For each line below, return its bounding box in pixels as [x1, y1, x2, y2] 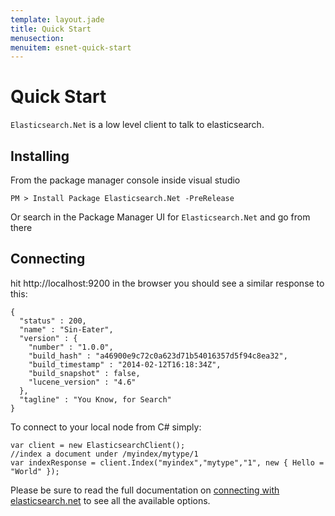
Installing [10, 147, 70, 165]
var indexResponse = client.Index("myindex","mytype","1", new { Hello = [10, 457, 325, 468]
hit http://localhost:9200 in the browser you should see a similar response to [10, 277, 325, 289]
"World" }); [10, 466, 60, 476]
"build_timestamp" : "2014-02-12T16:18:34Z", [28, 359, 222, 370]
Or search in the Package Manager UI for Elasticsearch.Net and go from [10, 211, 311, 223]
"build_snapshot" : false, [28, 368, 141, 378]
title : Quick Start [10, 24, 92, 34]
